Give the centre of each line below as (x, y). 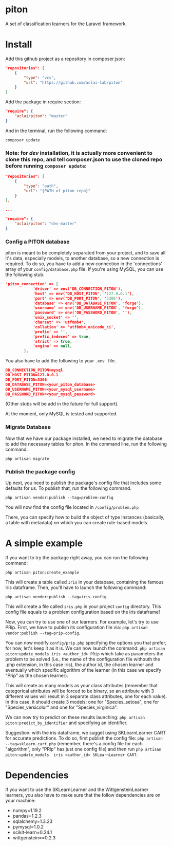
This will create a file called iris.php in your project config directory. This (83, 606)
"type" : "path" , (41, 186)
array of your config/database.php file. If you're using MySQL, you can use (84, 269)
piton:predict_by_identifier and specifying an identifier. (66, 723)
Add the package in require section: (43, 102)
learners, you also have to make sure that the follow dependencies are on (83, 795)
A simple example (44, 544)
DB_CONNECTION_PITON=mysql (34, 370)
